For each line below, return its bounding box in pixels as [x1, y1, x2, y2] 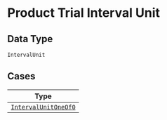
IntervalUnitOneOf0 [11, 103, 76, 111]
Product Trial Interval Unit [7, 5, 160, 21]
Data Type [7, 33, 53, 45]
